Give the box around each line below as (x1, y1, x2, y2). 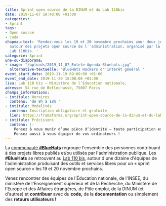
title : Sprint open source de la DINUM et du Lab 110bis (5, 7, 125, 12)
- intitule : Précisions (5, 117, 54, 123)
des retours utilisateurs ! (5, 196, 57, 203)
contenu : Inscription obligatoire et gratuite (9, 108, 107, 114)
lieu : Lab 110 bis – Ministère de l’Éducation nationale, (5, 81, 127, 85)
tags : (5, 26, 16, 31)
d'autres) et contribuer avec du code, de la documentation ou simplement (5, 191, 158, 197)
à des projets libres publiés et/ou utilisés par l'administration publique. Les (5, 150, 157, 156)
